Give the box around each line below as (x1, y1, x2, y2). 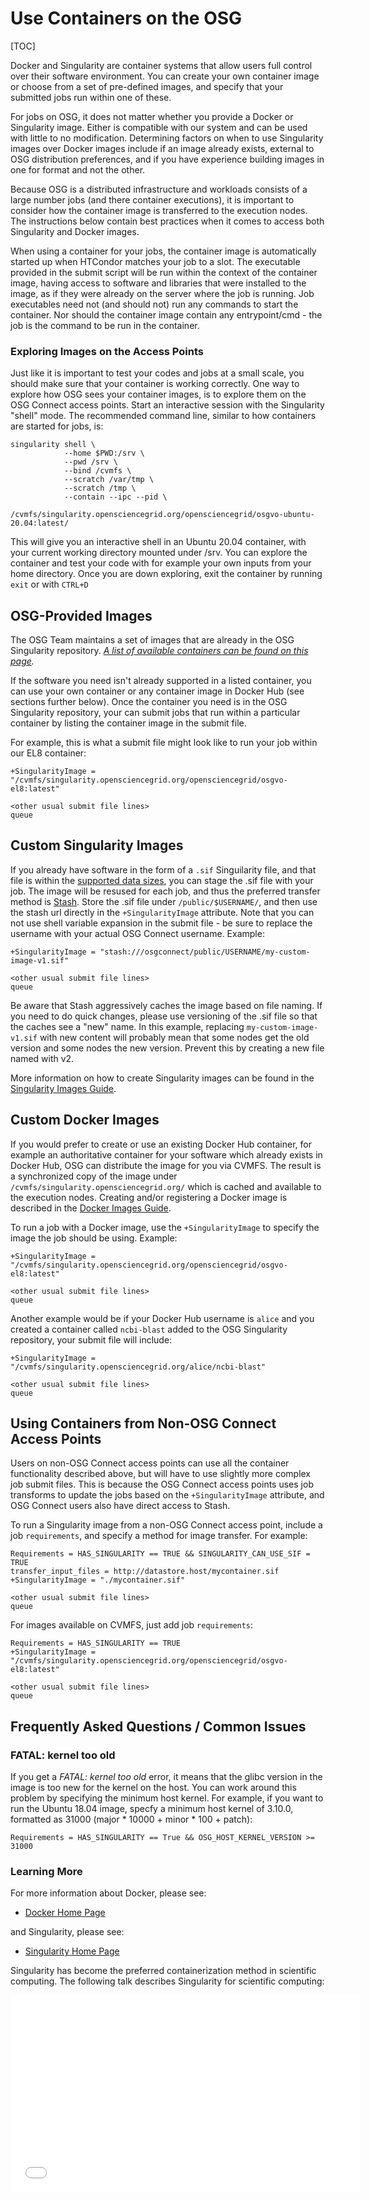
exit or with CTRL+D (10, 578, 89, 591)
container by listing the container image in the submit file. (10, 717, 247, 729)
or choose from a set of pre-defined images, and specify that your (10, 80, 284, 92)
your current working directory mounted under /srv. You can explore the (10, 547, 308, 559)
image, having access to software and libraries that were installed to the (10, 277, 307, 289)
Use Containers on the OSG (10, 7, 243, 30)
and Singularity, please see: (10, 1926, 125, 1938)
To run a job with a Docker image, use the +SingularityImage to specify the (10, 1221, 320, 1233)
